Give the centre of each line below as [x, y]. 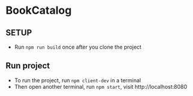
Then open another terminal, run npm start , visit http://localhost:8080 [101, 86]
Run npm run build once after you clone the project [78, 47]
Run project [28, 66]
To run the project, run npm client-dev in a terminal [78, 80]
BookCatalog [39, 10]
